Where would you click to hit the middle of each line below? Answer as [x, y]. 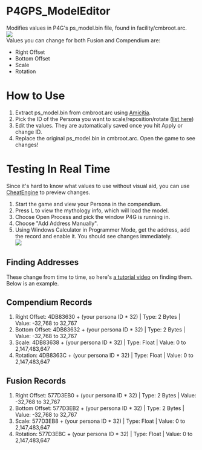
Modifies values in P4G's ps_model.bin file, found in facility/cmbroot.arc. [97, 28]
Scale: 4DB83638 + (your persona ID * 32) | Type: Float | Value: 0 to [100, 342]
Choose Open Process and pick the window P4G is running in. [93, 217]
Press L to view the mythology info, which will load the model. [92, 210]
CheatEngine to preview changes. [48, 192]
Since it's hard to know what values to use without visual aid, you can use [98, 186]
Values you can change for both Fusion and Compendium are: [83, 40]
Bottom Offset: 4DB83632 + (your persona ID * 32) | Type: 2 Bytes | [100, 330]
